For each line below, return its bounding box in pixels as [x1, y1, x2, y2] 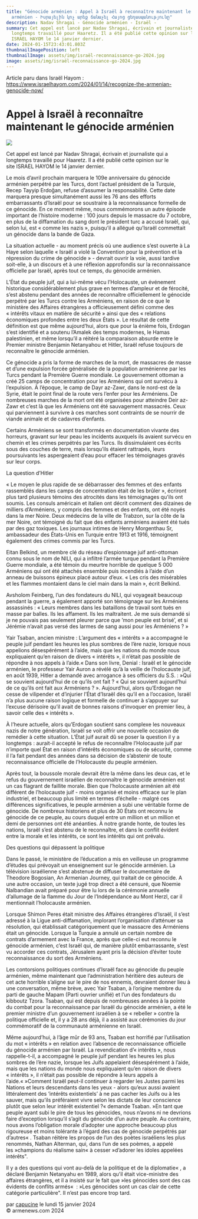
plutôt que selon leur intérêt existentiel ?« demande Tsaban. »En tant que [6, 1103, 183, 1110]
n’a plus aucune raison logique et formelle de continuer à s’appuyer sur [6, 697, 179, 704]
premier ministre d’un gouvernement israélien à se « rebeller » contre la [6, 1010, 180, 1017]
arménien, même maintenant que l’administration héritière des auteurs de [6, 972, 184, 980]
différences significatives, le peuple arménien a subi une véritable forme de [6, 801, 190, 809]
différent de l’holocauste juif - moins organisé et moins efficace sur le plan [6, 788, 187, 796]
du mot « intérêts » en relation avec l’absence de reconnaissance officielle [6, 1040, 186, 1047]
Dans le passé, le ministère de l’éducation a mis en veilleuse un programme [6, 856, 189, 863]
